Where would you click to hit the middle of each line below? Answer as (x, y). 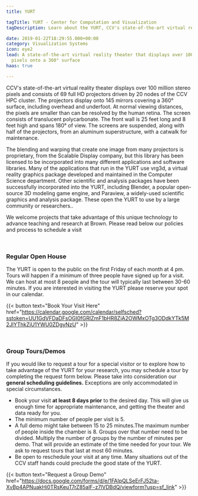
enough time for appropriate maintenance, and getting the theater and (100, 407)
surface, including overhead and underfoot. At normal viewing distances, (95, 106)
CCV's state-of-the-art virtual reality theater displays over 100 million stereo (98, 88)
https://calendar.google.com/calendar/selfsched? (82, 312)
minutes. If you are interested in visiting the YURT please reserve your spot (97, 288)
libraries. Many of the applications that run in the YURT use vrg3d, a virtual (97, 168)
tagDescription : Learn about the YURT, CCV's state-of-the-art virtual (96, 28)
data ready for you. (38, 413)
